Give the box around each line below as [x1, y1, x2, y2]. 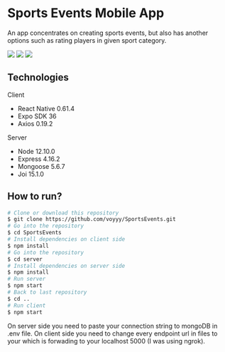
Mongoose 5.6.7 [17, 162, 65, 170]
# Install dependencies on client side [7, 236, 126, 243]
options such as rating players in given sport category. [7, 36, 167, 44]
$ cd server [7, 255, 43, 263]
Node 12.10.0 [17, 147, 55, 155]
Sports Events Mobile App [7, 5, 165, 21]
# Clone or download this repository [7, 209, 119, 217]
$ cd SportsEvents [7, 229, 62, 237]
